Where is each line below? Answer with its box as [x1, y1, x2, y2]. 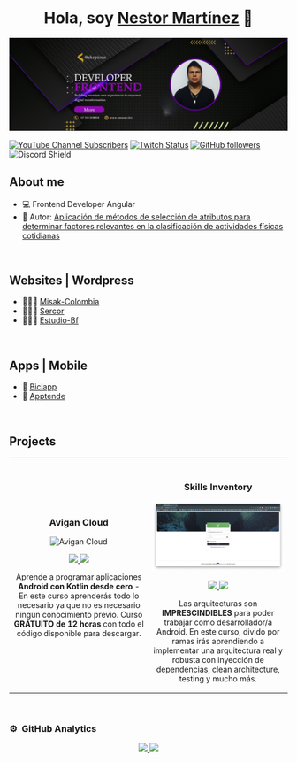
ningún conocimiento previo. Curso [14, 610, 143, 620]
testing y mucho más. [179, 673, 258, 684]
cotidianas [21, 230, 60, 241]
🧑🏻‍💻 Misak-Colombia [21, 296, 100, 307]
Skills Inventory [184, 481, 253, 493]
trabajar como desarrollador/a [164, 617, 272, 627]
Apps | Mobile [9, 358, 88, 373]
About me [9, 174, 65, 189]
